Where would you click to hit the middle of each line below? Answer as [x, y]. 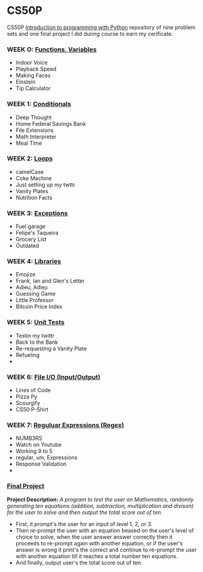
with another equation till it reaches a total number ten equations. [97, 556]
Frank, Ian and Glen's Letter [50, 281]
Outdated [27, 246]
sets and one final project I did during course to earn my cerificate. [90, 33]
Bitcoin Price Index [39, 307]
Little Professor [34, 300]
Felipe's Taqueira [37, 233]
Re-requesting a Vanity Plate [51, 348]
